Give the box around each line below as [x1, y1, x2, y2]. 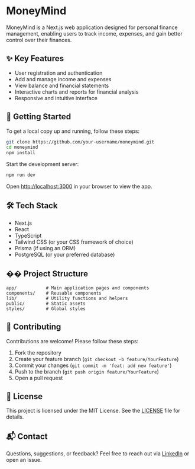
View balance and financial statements [14, 82, 109, 89]
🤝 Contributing [6, 322, 61, 332]
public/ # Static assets [6, 301, 86, 307]
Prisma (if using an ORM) [14, 244, 76, 251]
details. [6, 413, 24, 420]
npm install [6, 150, 35, 156]
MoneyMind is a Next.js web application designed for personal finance [6, 24, 178, 31]
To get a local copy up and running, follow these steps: [6, 127, 140, 135]
